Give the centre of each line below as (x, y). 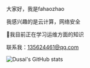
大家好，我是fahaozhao (35, 9)
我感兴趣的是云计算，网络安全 (43, 22)
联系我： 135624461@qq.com (43, 47)
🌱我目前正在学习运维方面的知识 (45, 34)
